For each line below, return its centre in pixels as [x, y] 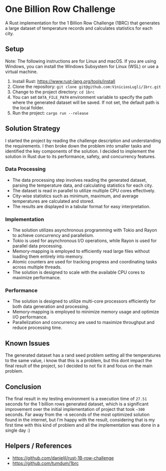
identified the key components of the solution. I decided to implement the [80, 151]
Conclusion [23, 387]
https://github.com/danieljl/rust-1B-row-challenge [63, 458]
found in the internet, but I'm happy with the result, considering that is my [80, 420]
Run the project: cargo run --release [50, 113]
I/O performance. [30, 317]
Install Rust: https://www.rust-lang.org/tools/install [64, 81]
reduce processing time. [37, 328]
